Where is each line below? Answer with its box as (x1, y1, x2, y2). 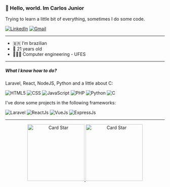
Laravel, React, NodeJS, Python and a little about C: (5, 80, 113, 86)
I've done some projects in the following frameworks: (5, 100, 116, 106)
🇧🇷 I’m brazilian (12, 40, 47, 46)
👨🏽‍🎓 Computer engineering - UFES (12, 51, 86, 57)
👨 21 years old (12, 46, 42, 52)
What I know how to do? (5, 68, 57, 74)
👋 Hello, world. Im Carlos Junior (5, 5, 84, 12)
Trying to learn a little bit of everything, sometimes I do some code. (5, 16, 145, 22)
